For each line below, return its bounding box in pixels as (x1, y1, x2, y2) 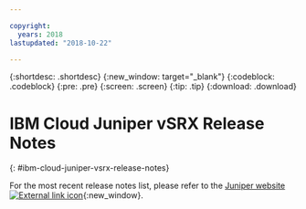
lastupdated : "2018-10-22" (9, 38, 112, 47)
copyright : (9, 21, 51, 30)
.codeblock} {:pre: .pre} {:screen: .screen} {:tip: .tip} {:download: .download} (9, 81, 297, 92)
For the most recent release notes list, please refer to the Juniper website (9, 180, 286, 192)
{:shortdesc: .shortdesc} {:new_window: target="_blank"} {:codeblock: (9, 71, 276, 82)
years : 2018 (17, 29, 64, 39)
